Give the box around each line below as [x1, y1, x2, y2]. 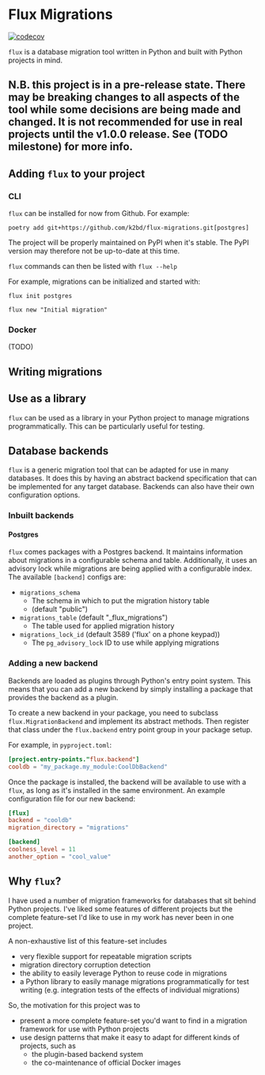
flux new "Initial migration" [8, 306, 108, 314]
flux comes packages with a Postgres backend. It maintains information [8, 547, 244, 556]
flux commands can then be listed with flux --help [8, 262, 178, 271]
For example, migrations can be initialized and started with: [8, 277, 200, 286]
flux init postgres [8, 292, 73, 300]
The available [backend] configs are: [8, 572, 127, 582]
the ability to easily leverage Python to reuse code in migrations [19, 968, 228, 978]
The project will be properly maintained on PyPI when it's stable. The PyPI [8, 238, 249, 247]
